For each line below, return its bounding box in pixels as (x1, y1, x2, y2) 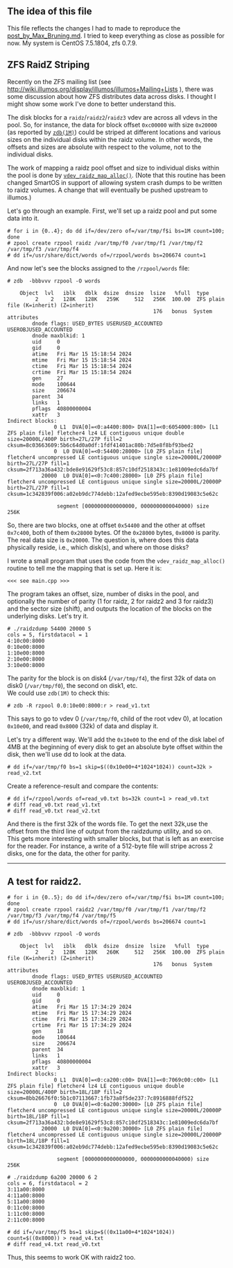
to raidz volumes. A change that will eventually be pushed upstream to (7, 186, 208, 194)
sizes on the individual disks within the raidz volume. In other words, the (7, 135, 213, 143)
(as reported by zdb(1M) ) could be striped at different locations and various (7, 128, 221, 136)
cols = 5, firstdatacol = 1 (7, 631, 89, 639)
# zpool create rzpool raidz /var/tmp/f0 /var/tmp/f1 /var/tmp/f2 (7, 239, 203, 246)
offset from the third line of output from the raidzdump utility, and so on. (7, 827, 213, 835)
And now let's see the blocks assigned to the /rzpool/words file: (7, 264, 190, 272)
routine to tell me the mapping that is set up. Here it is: (7, 563, 162, 572)
